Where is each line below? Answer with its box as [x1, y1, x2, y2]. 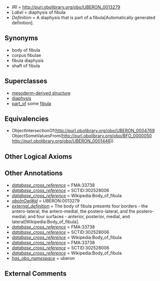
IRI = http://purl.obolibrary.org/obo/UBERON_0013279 [11, 4, 121, 10]
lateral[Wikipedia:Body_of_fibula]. [11, 219, 80, 225]
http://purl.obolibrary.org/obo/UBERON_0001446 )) [11, 138, 114, 144]
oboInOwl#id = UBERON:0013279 [11, 197, 80, 203]
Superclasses [4, 77, 48, 85]
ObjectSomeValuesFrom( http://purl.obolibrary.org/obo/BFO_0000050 [11, 133, 152, 139]
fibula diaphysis [11, 57, 44, 63]
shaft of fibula [11, 62, 40, 68]
